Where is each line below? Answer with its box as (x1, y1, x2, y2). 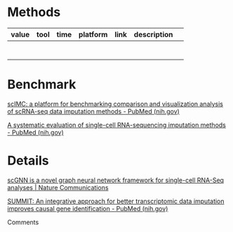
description (133, 29, 173, 39)
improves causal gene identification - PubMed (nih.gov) (7, 204, 168, 212)
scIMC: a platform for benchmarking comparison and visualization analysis (7, 100, 223, 108)
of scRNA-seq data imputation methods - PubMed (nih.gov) (7, 107, 180, 116)
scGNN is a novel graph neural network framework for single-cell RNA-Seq (7, 176, 225, 184)
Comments (7, 218, 39, 226)
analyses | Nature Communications (7, 183, 109, 191)
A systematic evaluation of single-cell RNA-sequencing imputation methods (7, 121, 226, 129)
